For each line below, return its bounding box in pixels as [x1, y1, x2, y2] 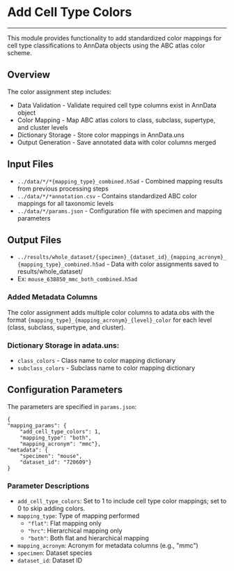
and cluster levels [17, 123, 68, 131]
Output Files [7, 234, 61, 246]
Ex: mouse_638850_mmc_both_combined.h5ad [17, 275, 138, 283]
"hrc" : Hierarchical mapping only [27, 526, 123, 535]
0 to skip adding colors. [17, 504, 86, 513]
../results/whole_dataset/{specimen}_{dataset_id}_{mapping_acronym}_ [17, 254, 227, 261]
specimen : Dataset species [17, 549, 93, 557]
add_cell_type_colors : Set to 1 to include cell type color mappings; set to [17, 497, 227, 505]
